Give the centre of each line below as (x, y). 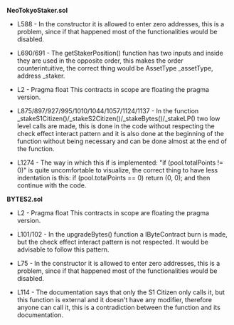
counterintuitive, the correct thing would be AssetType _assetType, (115, 68)
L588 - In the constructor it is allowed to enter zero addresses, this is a (121, 24)
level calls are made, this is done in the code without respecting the (116, 126)
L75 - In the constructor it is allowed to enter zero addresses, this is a (118, 263)
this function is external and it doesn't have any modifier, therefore (115, 300)
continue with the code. (52, 185)
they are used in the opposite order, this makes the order (100, 61)
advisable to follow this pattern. (63, 249)
